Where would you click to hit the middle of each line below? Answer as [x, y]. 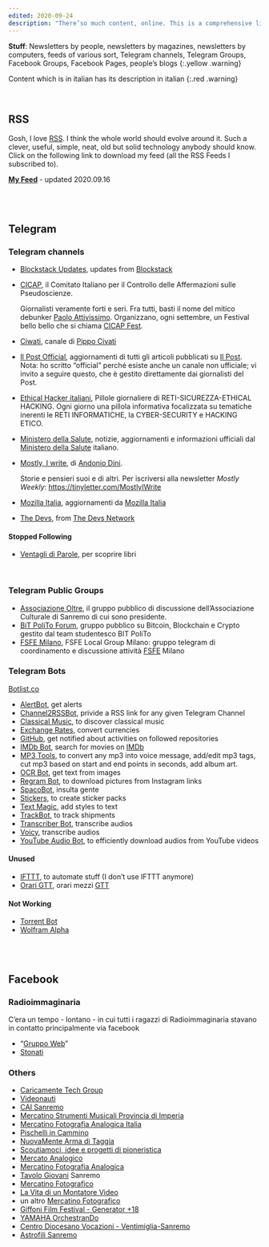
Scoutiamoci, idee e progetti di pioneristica [90, 1150]
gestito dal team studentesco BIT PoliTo [86, 633]
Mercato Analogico [51, 1158]
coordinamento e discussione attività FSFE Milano [102, 651]
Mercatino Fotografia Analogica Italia [80, 1124]
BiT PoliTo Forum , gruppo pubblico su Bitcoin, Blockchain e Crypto [130, 625]
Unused [22, 859]
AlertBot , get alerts [51, 704]
